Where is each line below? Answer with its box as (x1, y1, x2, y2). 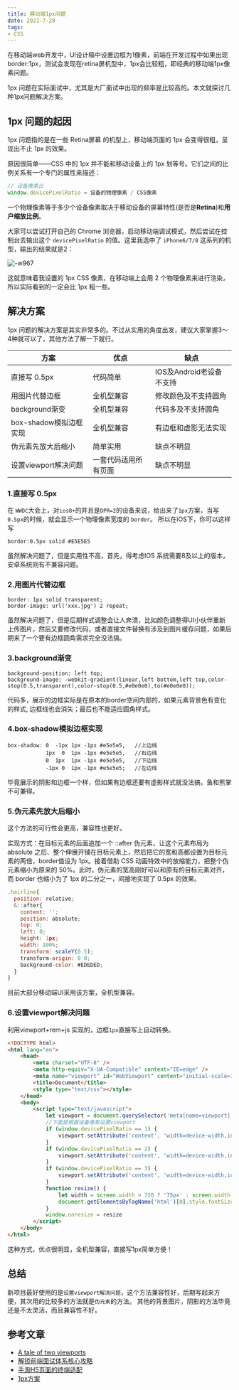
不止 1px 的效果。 (19, 144, 71, 153)
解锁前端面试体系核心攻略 (17, 1356, 93, 1365)
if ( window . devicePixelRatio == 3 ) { (45, 1165, 158, 1172)
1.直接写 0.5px (7, 488, 58, 498)
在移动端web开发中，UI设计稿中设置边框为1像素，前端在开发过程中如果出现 (7, 50, 228, 59)
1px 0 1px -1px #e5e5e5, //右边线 (45, 749, 158, 757)
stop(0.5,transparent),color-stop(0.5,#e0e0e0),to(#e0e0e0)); (7, 682, 196, 690)
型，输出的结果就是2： (7, 245, 74, 253)
